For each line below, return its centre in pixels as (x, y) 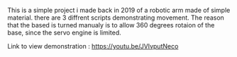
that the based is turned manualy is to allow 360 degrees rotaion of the (111, 25)
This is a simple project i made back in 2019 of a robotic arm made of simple (119, 10)
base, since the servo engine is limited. (65, 32)
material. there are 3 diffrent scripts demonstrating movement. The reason (116, 18)
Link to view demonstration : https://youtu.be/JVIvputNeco (93, 46)
